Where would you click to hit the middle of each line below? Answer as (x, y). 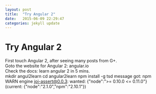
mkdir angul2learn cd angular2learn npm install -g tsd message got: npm (78, 76)
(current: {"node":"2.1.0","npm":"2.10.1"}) (46, 87)
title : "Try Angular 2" (30, 14)
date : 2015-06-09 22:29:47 (35, 19)
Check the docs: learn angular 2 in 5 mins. (48, 71)
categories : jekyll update (32, 23)
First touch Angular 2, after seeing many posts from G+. (61, 61)
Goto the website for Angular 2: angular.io (47, 66)
